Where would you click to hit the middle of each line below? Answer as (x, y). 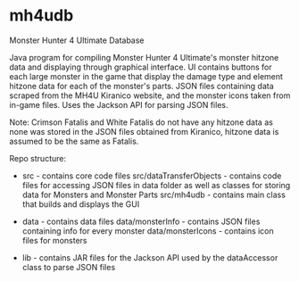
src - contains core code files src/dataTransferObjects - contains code (152, 176)
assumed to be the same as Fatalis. (74, 141)
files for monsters (54, 240)
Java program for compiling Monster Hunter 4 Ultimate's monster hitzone (144, 57)
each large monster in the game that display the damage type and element (146, 76)
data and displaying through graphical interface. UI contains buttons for (141, 67)
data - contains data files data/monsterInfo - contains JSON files (141, 221)
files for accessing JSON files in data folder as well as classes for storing (156, 185)
